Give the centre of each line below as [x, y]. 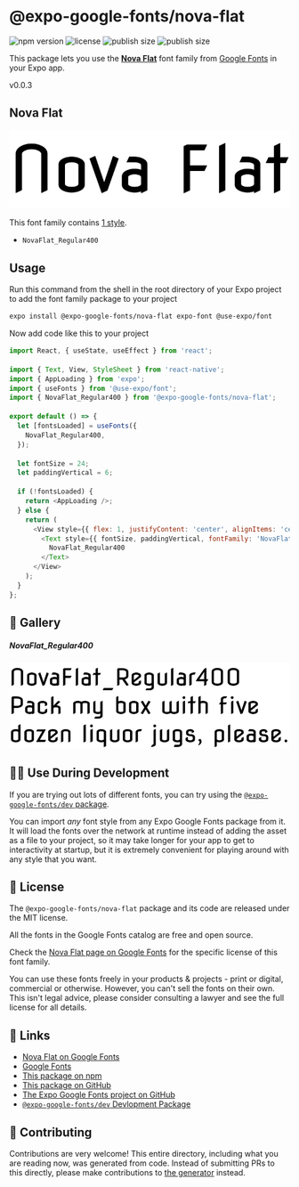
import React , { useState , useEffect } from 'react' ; [111, 351]
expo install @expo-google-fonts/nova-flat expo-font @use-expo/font [141, 317]
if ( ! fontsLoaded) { [55, 492]
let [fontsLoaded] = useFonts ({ [77, 426]
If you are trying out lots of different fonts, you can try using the [126, 794]
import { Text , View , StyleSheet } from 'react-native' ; [117, 370]
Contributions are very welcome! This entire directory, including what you [144, 1154]
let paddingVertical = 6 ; [65, 473]
